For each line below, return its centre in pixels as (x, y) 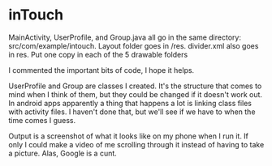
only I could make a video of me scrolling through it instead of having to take (136, 144)
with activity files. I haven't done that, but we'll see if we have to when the (132, 112)
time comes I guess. (42, 120)
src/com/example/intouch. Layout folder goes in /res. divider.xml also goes (134, 45)
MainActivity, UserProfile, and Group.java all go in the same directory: (125, 37)
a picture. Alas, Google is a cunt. (63, 153)
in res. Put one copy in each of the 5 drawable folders (98, 54)
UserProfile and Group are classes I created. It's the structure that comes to (135, 86)
